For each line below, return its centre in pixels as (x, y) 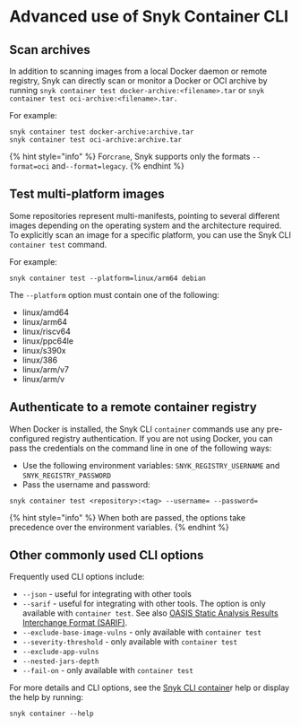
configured (30, 438)
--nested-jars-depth (60, 661)
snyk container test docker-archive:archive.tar (102, 132)
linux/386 (40, 360)
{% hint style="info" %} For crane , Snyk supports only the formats (130, 156)
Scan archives (50, 50)
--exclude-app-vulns (60, 653)
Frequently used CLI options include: (77, 577)
